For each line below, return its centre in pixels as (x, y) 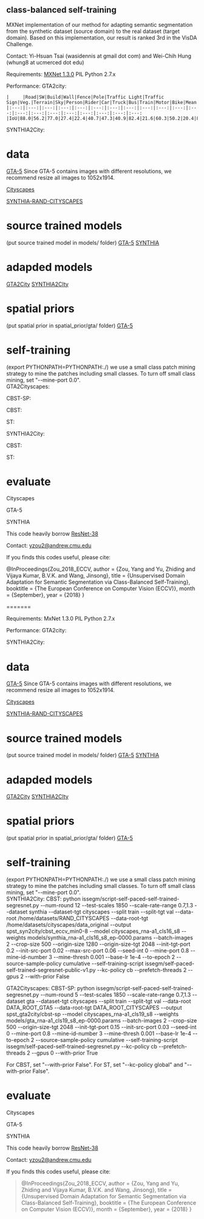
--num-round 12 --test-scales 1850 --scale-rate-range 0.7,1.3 (117, 906)
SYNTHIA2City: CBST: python (43, 899)
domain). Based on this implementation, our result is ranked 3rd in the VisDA (102, 37)
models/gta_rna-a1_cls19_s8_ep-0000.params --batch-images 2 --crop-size (102, 1021)
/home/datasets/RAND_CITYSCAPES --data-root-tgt (83, 918)
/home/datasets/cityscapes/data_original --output (69, 925)
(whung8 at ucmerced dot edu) (45, 62)
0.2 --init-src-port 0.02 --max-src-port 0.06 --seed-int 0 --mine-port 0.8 (98, 951)
